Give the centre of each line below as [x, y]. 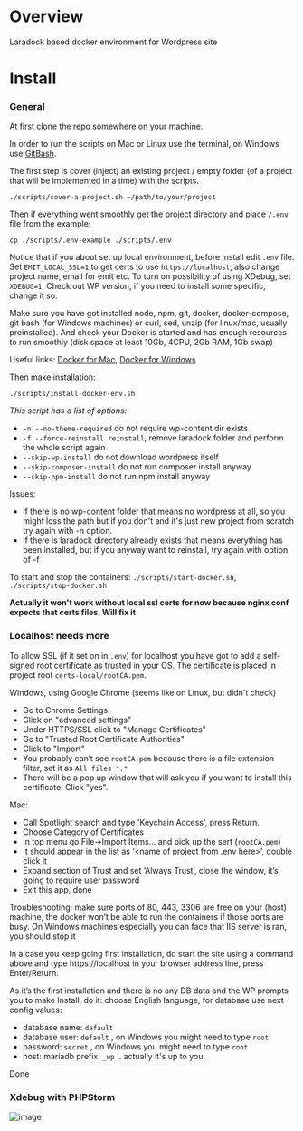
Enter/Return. [34, 972]
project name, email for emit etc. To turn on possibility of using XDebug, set [150, 276]
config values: [36, 1010]
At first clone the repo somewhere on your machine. [106, 126]
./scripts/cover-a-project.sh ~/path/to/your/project [113, 198]
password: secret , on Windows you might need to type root [135, 1046]
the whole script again [64, 448]
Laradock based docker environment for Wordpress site [114, 42]
